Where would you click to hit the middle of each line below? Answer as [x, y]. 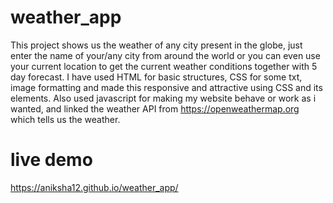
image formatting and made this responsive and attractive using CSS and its [166, 87]
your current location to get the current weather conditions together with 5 [164, 66]
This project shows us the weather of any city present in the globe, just [156, 45]
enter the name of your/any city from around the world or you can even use [165, 55]
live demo [51, 160]
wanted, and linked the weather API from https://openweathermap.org [155, 108]
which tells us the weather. [65, 119]
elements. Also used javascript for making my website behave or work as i [163, 98]
